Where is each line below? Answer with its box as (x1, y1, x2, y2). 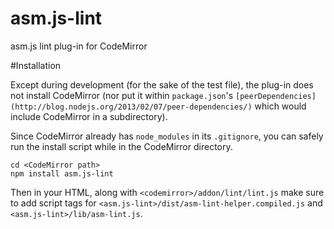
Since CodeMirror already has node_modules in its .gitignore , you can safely (10, 130, 324, 142)
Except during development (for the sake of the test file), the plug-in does (10, 78, 314, 91)
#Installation (10, 59, 62, 71)
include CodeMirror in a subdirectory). (10, 110, 168, 122)
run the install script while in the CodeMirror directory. (10, 140, 233, 152)
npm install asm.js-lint (10, 168, 114, 179)
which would (254, 100, 307, 112)
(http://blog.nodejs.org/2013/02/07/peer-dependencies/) (10, 102, 253, 112)
